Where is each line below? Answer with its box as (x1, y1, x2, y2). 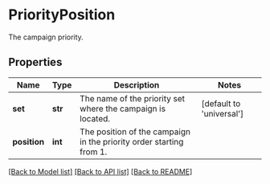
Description (113, 79, 160, 90)
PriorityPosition (8, 6, 116, 24)
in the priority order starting (80, 136, 184, 147)
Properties (8, 55, 63, 69)
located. (80, 112, 111, 124)
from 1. (80, 146, 108, 157)
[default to (201, 98, 241, 109)
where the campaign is (80, 103, 166, 114)
